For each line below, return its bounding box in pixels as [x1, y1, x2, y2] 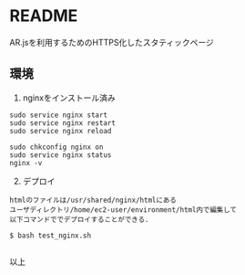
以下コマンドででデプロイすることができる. [9, 215, 149, 224]
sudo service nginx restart [9, 118, 117, 128]
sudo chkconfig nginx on [9, 143, 104, 152]
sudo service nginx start [9, 111, 107, 120]
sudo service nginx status [9, 150, 112, 160]
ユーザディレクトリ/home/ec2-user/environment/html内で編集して [9, 205, 237, 215]
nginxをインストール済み [22, 92, 116, 103]
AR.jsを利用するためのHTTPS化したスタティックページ [9, 37, 214, 48]
